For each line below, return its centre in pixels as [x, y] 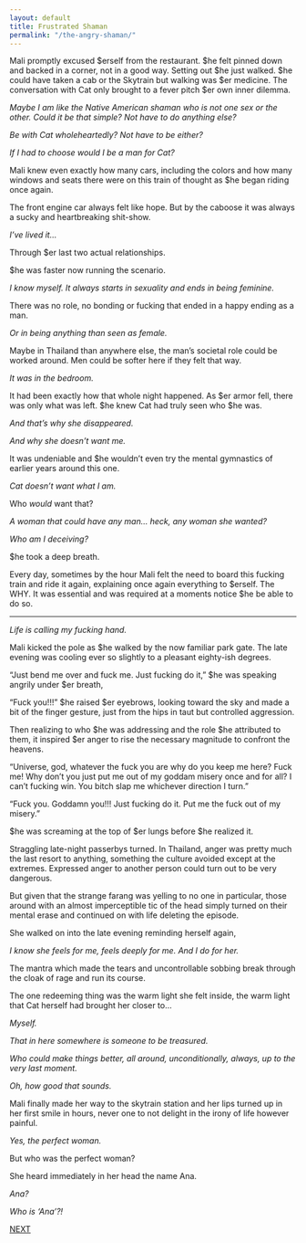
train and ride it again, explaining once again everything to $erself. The [142, 585]
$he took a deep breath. [55, 557]
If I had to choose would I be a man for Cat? [92, 153]
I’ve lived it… [33, 235]
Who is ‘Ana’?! [36, 1212]
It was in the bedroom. [51, 378]
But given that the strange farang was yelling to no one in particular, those [148, 896]
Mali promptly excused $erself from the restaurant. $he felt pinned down [146, 61]
